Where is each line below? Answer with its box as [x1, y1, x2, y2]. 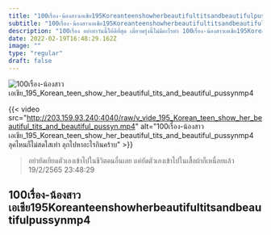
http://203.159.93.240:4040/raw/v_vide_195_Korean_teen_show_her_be [27, 112, 263, 122]
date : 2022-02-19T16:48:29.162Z [8, 34, 117, 43]
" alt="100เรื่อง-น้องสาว [135, 121, 204, 131]
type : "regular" [8, 49, 63, 57]
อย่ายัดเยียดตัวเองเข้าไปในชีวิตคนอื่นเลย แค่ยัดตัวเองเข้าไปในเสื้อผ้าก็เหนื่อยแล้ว [27, 155, 236, 166]
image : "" [8, 42, 42, 50]
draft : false [8, 57, 52, 65]
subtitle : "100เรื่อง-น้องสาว [8, 19, 90, 27]
